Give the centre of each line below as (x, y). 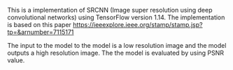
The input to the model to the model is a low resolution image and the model (117, 45)
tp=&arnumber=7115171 (41, 32)
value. (16, 60)
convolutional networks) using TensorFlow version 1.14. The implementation (116, 17)
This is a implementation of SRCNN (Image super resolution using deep (110, 10)
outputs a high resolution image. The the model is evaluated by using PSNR (116, 53)
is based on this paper (40, 25)
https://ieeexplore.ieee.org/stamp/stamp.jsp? (138, 25)
